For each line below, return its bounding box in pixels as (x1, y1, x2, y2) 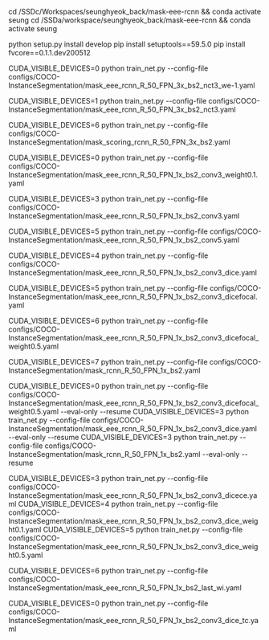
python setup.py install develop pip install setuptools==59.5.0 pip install (8, 39, 246, 49)
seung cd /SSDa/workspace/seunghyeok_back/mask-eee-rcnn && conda (8, 15, 251, 25)
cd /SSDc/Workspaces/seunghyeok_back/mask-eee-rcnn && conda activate (8, 7, 262, 16)
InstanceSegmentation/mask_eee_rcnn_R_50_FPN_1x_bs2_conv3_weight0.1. (8, 170, 259, 179)
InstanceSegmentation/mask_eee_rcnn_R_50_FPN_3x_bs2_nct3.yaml (8, 104, 236, 114)
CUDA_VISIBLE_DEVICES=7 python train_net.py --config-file (8, 357, 208, 366)
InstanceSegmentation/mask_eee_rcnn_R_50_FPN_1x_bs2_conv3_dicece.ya (8, 491, 258, 500)
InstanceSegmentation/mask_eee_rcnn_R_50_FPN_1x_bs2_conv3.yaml (8, 211, 240, 220)
